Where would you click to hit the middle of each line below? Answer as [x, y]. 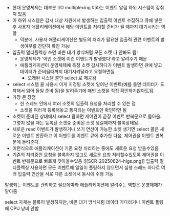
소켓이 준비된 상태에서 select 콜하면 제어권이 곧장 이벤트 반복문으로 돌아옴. [87, 116]
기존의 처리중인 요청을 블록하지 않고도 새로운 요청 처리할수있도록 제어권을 [86, 155]
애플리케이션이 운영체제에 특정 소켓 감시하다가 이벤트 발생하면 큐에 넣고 [91, 65]
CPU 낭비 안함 [24, 208]
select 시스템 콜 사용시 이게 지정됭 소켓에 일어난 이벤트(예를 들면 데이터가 [86, 84]
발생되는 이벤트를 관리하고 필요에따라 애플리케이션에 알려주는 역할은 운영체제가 [83, 185]
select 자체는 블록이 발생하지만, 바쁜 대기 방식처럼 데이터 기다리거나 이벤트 [79, 202]
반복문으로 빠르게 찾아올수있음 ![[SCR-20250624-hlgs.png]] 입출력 [90, 161]
